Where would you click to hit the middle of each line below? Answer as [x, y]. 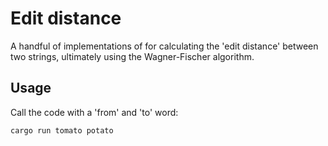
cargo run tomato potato [62, 130]
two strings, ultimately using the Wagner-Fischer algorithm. [132, 56]
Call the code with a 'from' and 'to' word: [94, 112]
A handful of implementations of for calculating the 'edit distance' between [164, 46]
